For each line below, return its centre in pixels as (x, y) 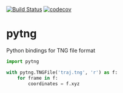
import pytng (23, 61)
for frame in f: (38, 78)
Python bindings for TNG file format (51, 50)
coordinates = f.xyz (54, 84)
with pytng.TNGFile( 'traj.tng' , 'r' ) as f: (62, 72)
